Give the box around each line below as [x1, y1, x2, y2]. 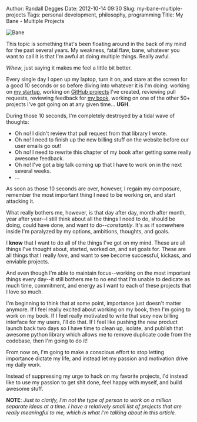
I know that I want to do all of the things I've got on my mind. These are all [6, 239, 186, 246]
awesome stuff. [6, 385, 44, 392]
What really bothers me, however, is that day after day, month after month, [6, 209, 186, 216]
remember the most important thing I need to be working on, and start [6, 192, 176, 198]
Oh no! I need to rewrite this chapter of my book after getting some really [14, 149, 192, 156]
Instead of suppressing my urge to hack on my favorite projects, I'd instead [6, 372, 188, 380]
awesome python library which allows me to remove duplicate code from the [6, 331, 192, 338]
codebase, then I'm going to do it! [6, 337, 88, 344]
